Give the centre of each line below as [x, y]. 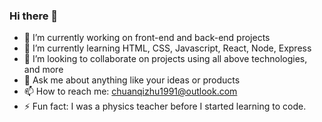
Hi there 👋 [34, 16]
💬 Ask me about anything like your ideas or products [132, 80]
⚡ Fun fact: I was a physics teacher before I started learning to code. [165, 106]
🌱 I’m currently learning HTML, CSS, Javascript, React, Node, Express [167, 48]
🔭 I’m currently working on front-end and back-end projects [147, 38]
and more [43, 70]
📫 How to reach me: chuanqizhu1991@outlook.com [130, 91]
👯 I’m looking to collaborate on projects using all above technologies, [165, 59]
